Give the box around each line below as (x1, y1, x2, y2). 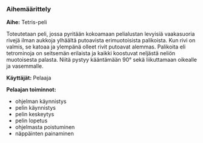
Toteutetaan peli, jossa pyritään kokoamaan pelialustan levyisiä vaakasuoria (6, 30, 195, 38)
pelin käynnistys (15, 104, 56, 111)
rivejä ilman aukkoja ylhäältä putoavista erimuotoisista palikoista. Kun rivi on (6, 37, 196, 44)
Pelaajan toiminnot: (6, 86, 56, 93)
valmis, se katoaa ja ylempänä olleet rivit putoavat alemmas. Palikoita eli (6, 43, 186, 50)
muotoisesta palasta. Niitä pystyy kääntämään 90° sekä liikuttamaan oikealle (6, 56, 198, 64)
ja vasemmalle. (6, 62, 44, 70)
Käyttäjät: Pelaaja (6, 75, 52, 82)
